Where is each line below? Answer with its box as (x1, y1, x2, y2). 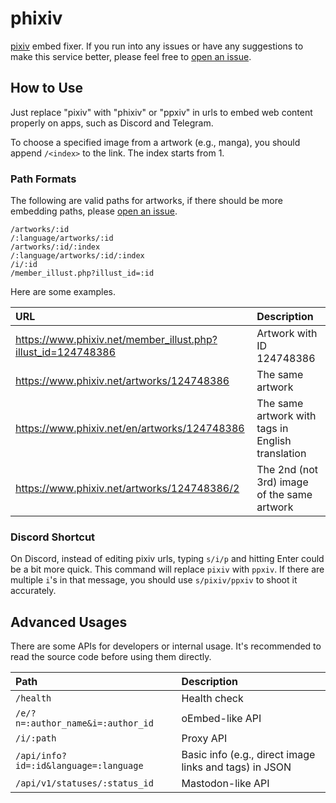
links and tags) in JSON (181, 760, 292, 774)
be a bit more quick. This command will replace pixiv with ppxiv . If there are (10, 563, 325, 576)
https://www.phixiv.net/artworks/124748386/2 (15, 482, 240, 496)
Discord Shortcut (10, 530, 96, 544)
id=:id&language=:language (15, 760, 144, 772)
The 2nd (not (256, 463, 319, 477)
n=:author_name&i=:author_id (15, 718, 154, 729)
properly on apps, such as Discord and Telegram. (10, 117, 214, 129)
